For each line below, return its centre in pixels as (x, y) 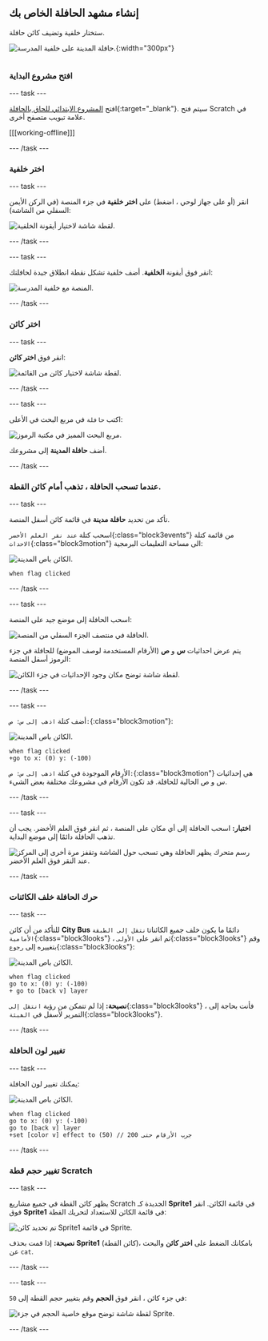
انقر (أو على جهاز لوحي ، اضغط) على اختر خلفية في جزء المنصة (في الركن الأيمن (129, 202)
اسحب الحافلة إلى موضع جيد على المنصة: (71, 619)
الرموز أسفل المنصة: (40, 659)
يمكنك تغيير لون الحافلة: (44, 1083)
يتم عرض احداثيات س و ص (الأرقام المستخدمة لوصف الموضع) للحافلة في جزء (125, 650)
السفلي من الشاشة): (40, 211)
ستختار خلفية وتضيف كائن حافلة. (57, 32)
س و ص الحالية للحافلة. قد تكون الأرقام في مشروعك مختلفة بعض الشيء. (118, 781)
